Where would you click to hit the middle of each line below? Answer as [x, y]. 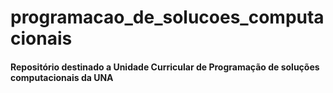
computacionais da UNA [62, 77]
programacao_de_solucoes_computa [167, 17]
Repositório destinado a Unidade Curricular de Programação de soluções [165, 67]
